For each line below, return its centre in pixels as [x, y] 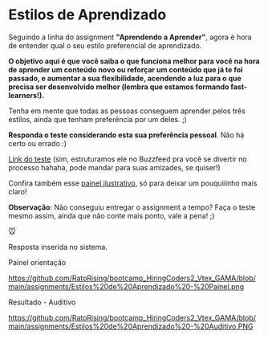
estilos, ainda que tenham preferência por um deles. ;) [97, 119]
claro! [18, 191]
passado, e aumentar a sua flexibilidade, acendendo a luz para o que [125, 78]
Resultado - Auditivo [42, 302]
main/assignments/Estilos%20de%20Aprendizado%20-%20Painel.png [126, 286]
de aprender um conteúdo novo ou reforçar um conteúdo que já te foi [126, 69]
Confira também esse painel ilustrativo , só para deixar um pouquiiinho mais [133, 183]
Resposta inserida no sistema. [58, 247]
